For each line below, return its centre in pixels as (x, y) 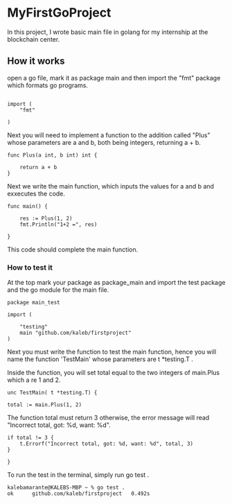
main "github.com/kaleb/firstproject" (75, 333)
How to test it (30, 267)
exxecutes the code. (36, 193)
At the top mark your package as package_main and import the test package (116, 283)
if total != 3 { (30, 438)
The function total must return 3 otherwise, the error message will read (108, 418)
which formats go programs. (48, 85)
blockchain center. (34, 39)
